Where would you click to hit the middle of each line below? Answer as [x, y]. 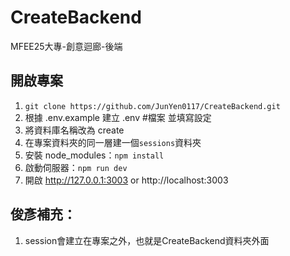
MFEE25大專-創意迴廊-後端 [66, 46]
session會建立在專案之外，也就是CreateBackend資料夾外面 [147, 240]
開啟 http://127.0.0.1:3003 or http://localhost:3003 [126, 180]
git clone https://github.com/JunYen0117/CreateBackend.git [152, 106]
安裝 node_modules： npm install [94, 155]
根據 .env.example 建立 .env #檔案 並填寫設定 [118, 117]
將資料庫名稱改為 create [74, 130]
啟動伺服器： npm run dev [76, 167]
